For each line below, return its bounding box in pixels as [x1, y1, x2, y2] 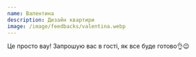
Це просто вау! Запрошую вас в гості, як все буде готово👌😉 [7, 42, 190, 50]
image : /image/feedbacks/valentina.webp [7, 23, 126, 30]
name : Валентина [7, 10, 54, 17]
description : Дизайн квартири [7, 16, 95, 23]
